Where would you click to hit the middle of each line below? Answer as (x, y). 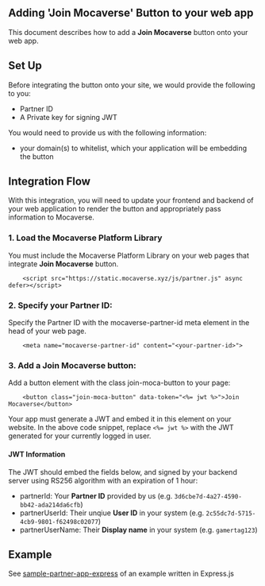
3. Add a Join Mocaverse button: (72, 365)
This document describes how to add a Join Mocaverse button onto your (128, 32)
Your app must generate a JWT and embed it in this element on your (120, 419)
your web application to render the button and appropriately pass (115, 209)
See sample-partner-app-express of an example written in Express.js (121, 574)
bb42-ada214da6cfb (50, 505)
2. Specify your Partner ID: (60, 305)
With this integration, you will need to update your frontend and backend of (131, 200)
